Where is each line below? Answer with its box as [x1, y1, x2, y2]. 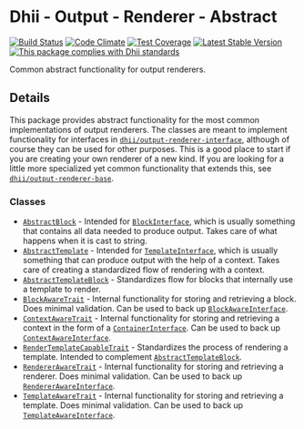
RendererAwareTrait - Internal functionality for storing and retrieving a [22, 362, 284, 373]
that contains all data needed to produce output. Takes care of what [22, 226, 278, 237]
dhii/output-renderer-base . [9, 172, 115, 183]
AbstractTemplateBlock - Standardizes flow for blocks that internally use [22, 274, 294, 285]
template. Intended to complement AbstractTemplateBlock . [22, 352, 243, 363]
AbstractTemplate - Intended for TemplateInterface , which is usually [22, 245, 279, 256]
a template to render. [22, 284, 102, 295]
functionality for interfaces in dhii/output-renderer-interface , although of [9, 134, 289, 145]
